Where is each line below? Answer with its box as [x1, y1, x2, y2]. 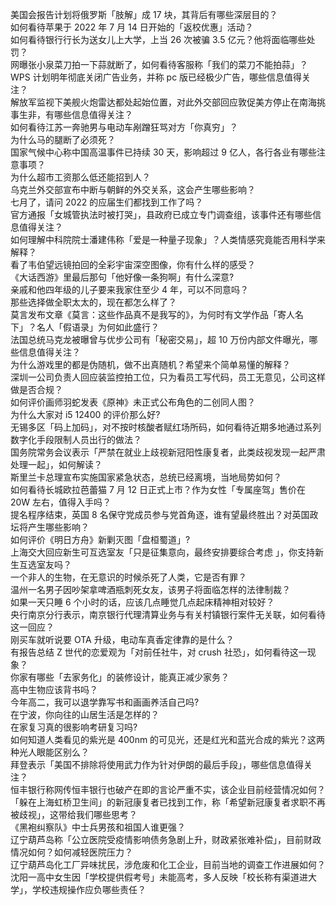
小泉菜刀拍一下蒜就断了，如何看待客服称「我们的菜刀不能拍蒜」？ [36, 59, 308, 70]
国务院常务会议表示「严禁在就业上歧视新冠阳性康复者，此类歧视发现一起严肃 [10, 446, 326, 458]
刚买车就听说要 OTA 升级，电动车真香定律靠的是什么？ [10, 634, 235, 645]
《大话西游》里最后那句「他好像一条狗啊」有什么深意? [10, 271, 235, 283]
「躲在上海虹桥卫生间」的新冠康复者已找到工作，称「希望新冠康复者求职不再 [10, 796, 326, 808]
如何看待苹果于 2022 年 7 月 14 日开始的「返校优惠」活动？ [10, 21, 254, 33]
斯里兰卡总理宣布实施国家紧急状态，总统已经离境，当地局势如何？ [10, 471, 282, 483]
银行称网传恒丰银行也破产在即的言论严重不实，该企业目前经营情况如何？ [27, 784, 326, 795]
